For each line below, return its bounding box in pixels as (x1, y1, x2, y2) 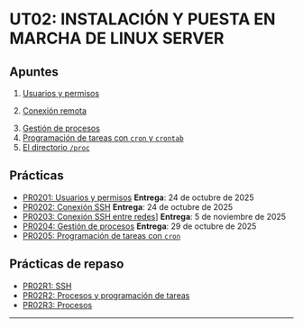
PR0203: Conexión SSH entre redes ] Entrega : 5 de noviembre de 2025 (22, 211, 287, 222)
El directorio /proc (22, 142, 90, 152)
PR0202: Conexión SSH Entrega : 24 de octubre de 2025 (22, 201, 233, 212)
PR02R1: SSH (22, 280, 72, 291)
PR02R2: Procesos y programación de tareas (22, 289, 190, 301)
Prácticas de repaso (9, 257, 124, 272)
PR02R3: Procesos (22, 299, 93, 310)
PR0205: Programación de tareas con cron (22, 230, 181, 241)
